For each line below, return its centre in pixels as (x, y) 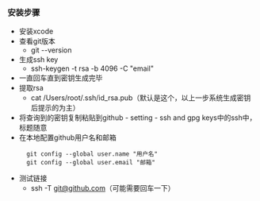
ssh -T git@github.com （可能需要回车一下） (103, 188)
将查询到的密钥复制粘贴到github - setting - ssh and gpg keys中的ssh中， (138, 118)
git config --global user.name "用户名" (92, 154)
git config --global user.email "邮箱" (91, 163)
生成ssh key (38, 60)
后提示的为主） (55, 108)
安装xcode (36, 31)
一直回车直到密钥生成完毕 (61, 78)
